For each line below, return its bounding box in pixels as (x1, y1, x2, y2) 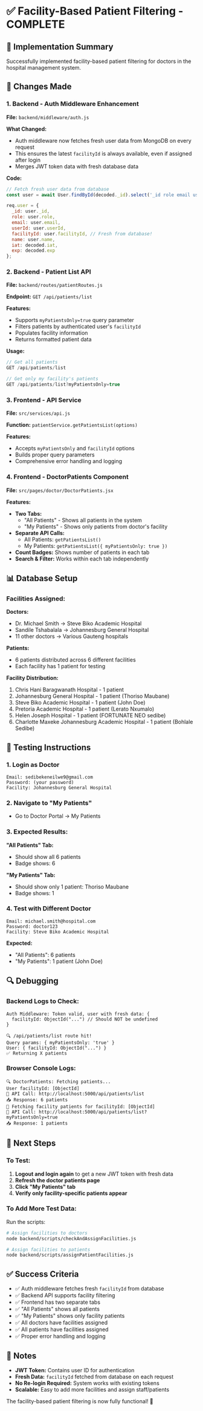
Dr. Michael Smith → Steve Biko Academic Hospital (14, 620, 142, 627)
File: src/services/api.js (6, 410, 71, 417)
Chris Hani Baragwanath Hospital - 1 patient (14, 686, 124, 694)
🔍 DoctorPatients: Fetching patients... (6, 1079, 111, 1085)
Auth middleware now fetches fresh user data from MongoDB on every (14, 137, 192, 144)
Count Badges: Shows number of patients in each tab (14, 548, 150, 556)
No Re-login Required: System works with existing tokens (14, 1379, 160, 1387)
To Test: (6, 1156, 31, 1165)
